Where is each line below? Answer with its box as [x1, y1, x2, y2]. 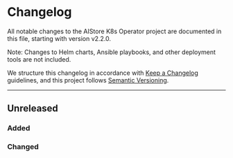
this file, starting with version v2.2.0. [7, 34, 112, 42]
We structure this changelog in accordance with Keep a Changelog [7, 69, 199, 77]
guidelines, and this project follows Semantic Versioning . [7, 76, 169, 84]
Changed [7, 142, 40, 152]
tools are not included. [7, 55, 71, 63]
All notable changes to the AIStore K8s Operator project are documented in [7, 27, 222, 35]
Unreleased [7, 103, 59, 114]
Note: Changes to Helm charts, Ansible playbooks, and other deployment [7, 48, 216, 56]
